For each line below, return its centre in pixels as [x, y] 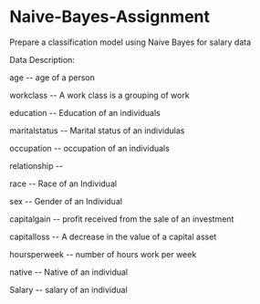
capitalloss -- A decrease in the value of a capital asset [113, 236]
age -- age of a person [52, 77]
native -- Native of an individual [69, 272]
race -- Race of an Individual [63, 183]
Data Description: [42, 59]
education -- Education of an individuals [85, 112]
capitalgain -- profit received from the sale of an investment [122, 219]
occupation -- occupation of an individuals [90, 148]
